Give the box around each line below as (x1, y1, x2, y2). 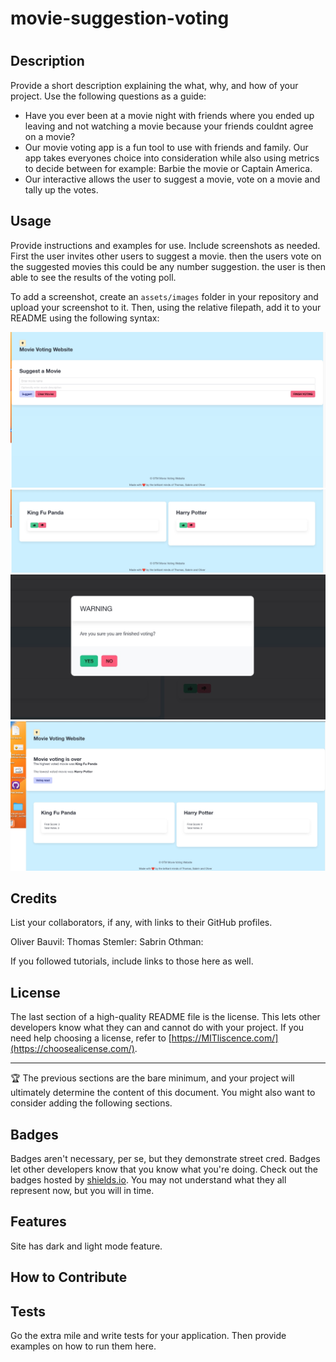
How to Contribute (10, 1269, 128, 1286)
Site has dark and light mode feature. (10, 1240, 163, 1252)
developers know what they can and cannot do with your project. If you (10, 1022, 305, 1034)
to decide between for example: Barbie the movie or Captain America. (24, 162, 313, 174)
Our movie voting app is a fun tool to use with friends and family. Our (24, 141, 309, 153)
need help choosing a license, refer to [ (10, 1032, 172, 1044)
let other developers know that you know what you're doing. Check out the (10, 1163, 318, 1175)
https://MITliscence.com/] (171, 1032, 279, 1044)
